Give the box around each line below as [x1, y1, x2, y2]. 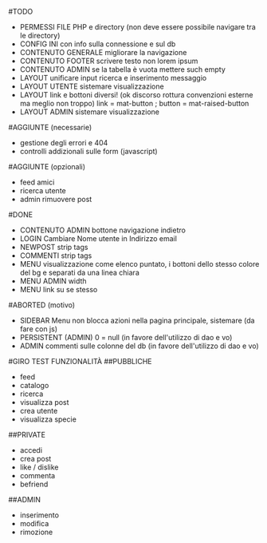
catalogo [19, 381, 49, 390]
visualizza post [19, 398, 69, 406]
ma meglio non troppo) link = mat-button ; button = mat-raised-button [19, 99, 249, 108]
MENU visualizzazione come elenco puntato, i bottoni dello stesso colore [19, 260, 260, 268]
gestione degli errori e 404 [19, 138, 108, 147]
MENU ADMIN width [19, 276, 87, 286]
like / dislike [19, 462, 59, 472]
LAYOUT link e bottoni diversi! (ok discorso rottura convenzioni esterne [19, 90, 253, 99]
